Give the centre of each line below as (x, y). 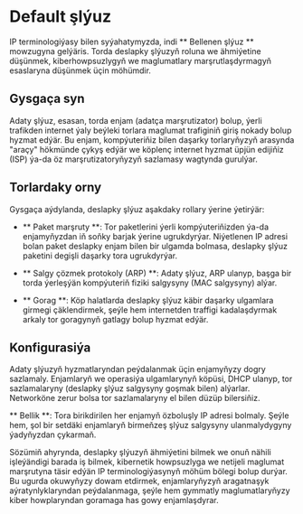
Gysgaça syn (47, 99)
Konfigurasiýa (50, 347)
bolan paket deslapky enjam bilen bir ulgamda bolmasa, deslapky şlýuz (155, 246)
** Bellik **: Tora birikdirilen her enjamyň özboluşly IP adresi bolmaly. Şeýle (149, 416)
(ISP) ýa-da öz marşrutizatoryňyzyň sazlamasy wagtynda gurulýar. (133, 159)
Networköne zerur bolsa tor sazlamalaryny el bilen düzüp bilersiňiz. (135, 398)
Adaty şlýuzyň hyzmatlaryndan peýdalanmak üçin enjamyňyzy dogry (138, 369)
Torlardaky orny (56, 187)
